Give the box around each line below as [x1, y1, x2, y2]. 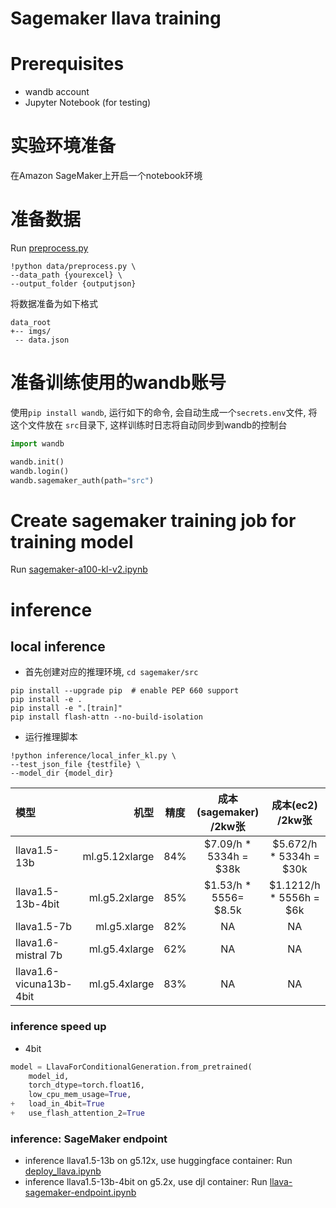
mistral [15, 948, 48, 962]
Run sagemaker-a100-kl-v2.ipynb [10, 563, 148, 576]
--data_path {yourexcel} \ [10, 270, 123, 280]
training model [10, 530, 134, 553]
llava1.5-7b [15, 920, 72, 934]
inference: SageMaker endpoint [10, 1132, 168, 1146]
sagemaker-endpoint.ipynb [24, 1187, 137, 1199]
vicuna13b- [15, 977, 73, 991]
